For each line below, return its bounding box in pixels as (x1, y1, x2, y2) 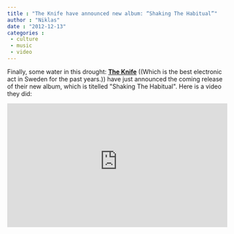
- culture (10, 36, 39, 43)
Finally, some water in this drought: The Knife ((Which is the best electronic (7, 67, 222, 76)
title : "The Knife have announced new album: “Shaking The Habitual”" (7, 10, 217, 17)
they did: (7, 89, 32, 97)
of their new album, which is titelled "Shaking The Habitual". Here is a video (7, 82, 222, 90)
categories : (7, 29, 45, 37)
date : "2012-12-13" (7, 23, 67, 30)
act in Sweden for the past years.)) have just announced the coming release (7, 75, 223, 83)
